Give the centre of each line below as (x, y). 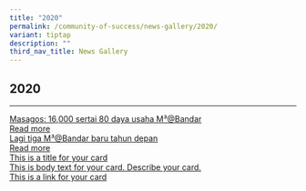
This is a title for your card (59, 157)
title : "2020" (36, 18)
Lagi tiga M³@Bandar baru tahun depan (84, 138)
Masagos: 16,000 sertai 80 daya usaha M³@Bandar (106, 118)
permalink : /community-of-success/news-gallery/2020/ (114, 26)
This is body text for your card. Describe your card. (106, 167)
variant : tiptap (40, 35)
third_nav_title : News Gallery (69, 52)
